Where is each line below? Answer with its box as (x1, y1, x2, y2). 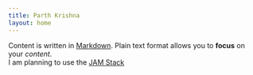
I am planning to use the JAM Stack (8, 57, 125, 67)
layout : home (8, 19, 52, 27)
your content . (8, 49, 53, 58)
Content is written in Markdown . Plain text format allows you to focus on (8, 40, 245, 50)
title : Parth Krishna (8, 11, 80, 20)
